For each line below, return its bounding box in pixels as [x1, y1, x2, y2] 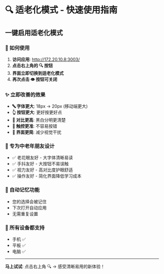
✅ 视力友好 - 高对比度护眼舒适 [12, 167, 73, 173]
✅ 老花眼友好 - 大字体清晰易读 [12, 155, 73, 160]
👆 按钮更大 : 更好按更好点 [12, 110, 62, 115]
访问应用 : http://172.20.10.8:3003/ [12, 56, 80, 62]
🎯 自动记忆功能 [5, 186, 40, 193]
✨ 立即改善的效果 [5, 91, 45, 98]
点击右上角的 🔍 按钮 [12, 62, 53, 68]
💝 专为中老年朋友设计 [5, 143, 55, 150]
